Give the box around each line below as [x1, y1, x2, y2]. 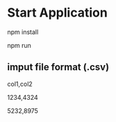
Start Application [7, 5, 108, 21]
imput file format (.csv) [7, 61, 110, 73]
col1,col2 [7, 80, 33, 88]
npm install [7, 28, 39, 36]
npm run [7, 41, 31, 49]
